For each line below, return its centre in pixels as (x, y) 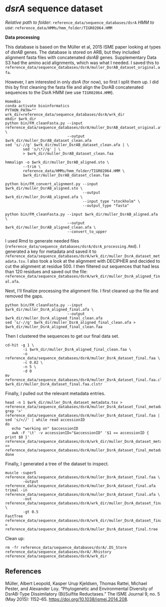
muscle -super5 (21, 473)
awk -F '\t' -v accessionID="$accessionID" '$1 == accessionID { (80, 433)
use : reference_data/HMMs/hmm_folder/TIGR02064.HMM (59, 27)
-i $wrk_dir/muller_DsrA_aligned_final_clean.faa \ (77, 349)
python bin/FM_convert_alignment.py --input (52, 184)
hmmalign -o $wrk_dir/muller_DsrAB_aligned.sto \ (57, 162)
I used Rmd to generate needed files (42, 241)
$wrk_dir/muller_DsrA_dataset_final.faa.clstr (54, 384)
